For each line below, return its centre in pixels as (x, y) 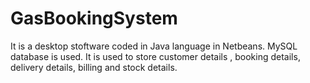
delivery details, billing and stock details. (94, 67)
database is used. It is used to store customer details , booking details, (155, 56)
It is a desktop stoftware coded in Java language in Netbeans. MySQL (154, 46)
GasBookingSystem (94, 18)
